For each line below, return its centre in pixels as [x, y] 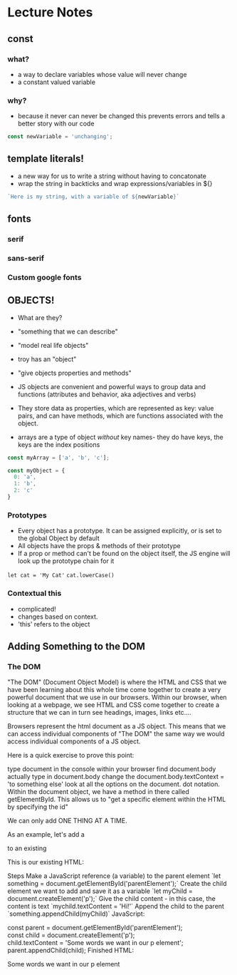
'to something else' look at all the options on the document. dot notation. [114, 784]
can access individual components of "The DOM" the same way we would [116, 734]
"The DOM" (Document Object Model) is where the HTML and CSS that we [117, 682]
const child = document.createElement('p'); [71, 935]
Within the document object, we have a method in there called [99, 792]
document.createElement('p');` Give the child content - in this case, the [111, 899]
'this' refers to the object [54, 624]
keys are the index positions [59, 444]
